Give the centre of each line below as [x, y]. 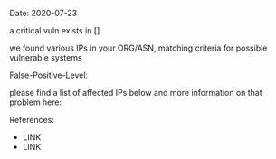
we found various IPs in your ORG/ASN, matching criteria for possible [138, 48]
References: [32, 120]
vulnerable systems [46, 57]
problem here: [36, 102]
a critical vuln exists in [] [55, 30]
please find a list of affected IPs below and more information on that [136, 93]
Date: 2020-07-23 [43, 13]
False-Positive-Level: [49, 75]
